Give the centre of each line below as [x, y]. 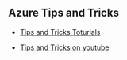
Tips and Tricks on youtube [64, 47]
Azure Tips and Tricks [63, 13]
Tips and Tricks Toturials [60, 32]
